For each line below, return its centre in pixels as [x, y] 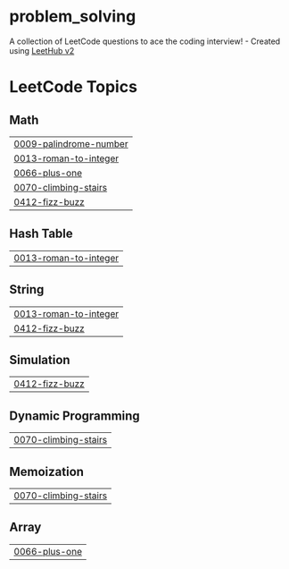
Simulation [40, 360]
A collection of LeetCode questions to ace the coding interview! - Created [145, 41]
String [27, 289]
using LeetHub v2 [42, 50]
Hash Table [41, 234]
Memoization [47, 471]
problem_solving [73, 17]
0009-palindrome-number [71, 143]
